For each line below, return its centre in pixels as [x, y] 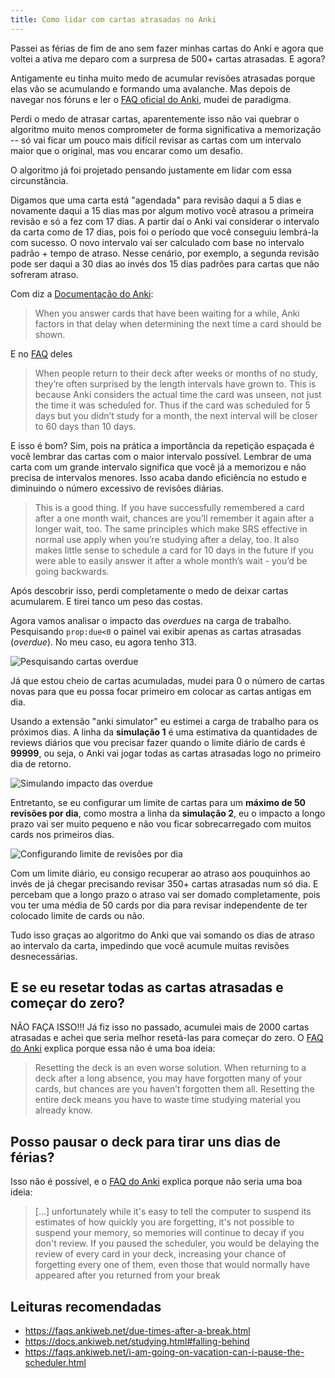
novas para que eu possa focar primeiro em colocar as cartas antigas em [161, 691]
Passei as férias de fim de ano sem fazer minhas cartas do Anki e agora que [167, 48]
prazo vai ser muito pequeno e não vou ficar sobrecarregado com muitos [161, 823]
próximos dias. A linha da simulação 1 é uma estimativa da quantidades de [164, 732]
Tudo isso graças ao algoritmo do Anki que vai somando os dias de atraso [162, 935]
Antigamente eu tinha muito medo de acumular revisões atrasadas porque [163, 78]
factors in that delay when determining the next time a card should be [178, 323]
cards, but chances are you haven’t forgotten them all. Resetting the [174, 1089]
